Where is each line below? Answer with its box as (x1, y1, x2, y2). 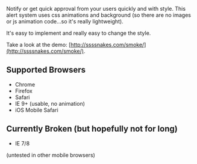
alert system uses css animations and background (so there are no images (6, 11, 192, 19)
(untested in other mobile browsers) (6, 151, 95, 159)
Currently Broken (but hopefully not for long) (6, 124, 178, 134)
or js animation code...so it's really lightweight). (6, 18, 124, 25)
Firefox (14, 87, 33, 94)
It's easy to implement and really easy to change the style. (6, 29, 151, 37)
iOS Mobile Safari (14, 106, 58, 114)
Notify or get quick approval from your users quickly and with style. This (6, 5, 186, 12)
